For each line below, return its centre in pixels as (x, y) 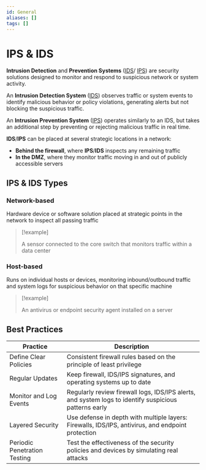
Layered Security (34, 425)
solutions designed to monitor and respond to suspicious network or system (102, 77)
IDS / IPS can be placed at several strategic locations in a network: (89, 139)
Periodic (21, 443)
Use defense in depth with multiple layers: (127, 417)
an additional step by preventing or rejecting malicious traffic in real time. (99, 127)
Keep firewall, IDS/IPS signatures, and (121, 374)
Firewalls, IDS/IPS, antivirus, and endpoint (127, 425)
